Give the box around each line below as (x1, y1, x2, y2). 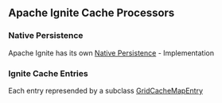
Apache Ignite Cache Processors (8, 6, 175, 20)
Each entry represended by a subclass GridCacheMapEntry (8, 86, 203, 95)
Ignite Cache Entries (8, 67, 89, 78)
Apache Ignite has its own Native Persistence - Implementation (8, 48, 215, 58)
